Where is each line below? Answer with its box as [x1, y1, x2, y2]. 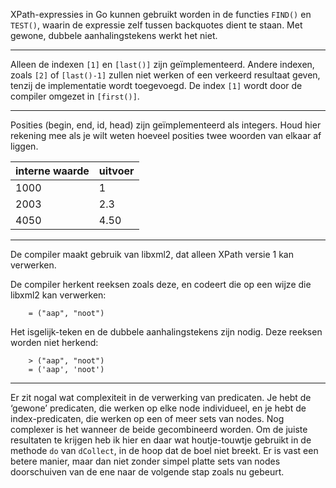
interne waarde [15, 164, 90, 178]
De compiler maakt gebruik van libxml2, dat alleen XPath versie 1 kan [10, 249, 294, 260]
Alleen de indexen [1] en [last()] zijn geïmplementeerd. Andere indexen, [10, 59, 315, 70]
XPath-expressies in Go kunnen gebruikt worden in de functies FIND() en [10, 9, 312, 20]
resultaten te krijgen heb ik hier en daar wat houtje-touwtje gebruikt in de [10, 434, 312, 446]
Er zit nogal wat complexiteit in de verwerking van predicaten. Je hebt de [10, 392, 312, 403]
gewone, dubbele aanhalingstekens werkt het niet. [10, 30, 218, 41]
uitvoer [98, 164, 135, 178]
